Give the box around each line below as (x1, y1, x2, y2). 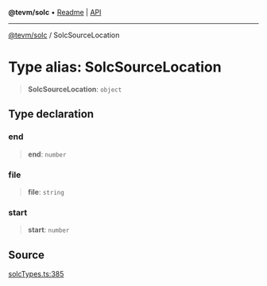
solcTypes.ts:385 (8, 269, 64, 279)
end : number (27, 149, 67, 159)
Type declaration (8, 107, 94, 121)
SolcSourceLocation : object (27, 84, 122, 94)
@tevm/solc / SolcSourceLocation (8, 30, 120, 40)
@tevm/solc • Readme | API (8, 8, 102, 17)
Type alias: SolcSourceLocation (8, 58, 222, 76)
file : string (27, 187, 65, 196)
